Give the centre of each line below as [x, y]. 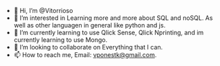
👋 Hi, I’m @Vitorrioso [43, 11]
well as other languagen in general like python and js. [90, 25]
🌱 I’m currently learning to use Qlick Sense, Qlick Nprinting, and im [109, 32]
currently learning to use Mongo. [61, 40]
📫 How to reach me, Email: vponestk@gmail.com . [85, 55]
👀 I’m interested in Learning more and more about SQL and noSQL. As [113, 18]
